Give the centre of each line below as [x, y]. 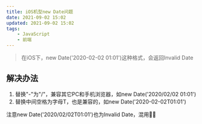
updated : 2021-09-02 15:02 [40, 23]
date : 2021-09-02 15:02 [36, 17]
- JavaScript [34, 34]
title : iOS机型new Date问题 [40, 12]
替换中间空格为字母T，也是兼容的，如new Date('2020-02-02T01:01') [100, 101]
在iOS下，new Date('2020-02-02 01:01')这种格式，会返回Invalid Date [107, 57]
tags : [13, 29]
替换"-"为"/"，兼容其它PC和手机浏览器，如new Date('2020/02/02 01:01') [106, 94]
